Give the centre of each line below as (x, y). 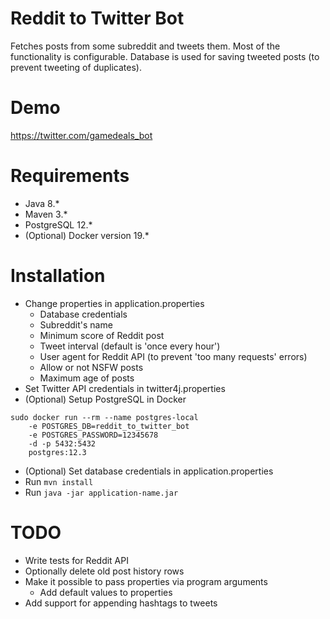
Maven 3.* (46, 214)
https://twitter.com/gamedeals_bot (81, 135)
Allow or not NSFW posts (91, 367)
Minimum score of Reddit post (102, 335)
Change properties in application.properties (114, 303)
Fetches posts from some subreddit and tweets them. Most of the (145, 46)
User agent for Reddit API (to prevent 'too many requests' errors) (173, 356)
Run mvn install (59, 481)
